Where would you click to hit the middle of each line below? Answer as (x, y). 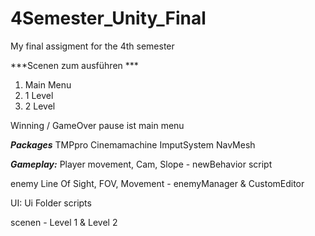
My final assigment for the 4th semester (92, 46)
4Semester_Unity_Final (108, 18)
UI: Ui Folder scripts (51, 203)
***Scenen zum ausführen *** (74, 65)
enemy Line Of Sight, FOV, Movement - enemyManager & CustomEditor (157, 183)
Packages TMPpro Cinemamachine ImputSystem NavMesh (133, 144)
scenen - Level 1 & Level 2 (64, 222)
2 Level (40, 106)
